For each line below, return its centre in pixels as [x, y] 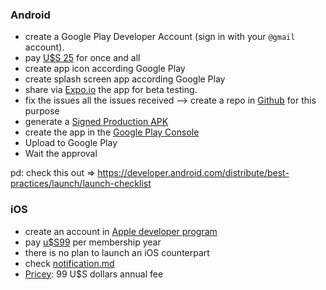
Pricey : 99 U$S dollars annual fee [94, 274]
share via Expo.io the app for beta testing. [111, 90]
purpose [42, 111]
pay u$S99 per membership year [93, 242]
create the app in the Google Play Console [112, 132]
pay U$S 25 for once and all [82, 58]
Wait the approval [61, 154]
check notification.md [69, 263]
